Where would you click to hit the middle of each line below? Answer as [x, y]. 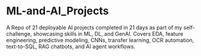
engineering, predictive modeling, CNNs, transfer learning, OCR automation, [100, 40]
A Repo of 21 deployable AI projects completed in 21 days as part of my [94, 27]
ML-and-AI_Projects [58, 11]
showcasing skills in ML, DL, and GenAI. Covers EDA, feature [108, 33]
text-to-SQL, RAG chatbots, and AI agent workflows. [71, 46]
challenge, [19, 33]
